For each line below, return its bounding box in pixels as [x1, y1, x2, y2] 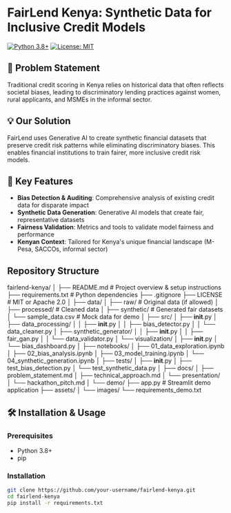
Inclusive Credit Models [7, 19, 146, 35]
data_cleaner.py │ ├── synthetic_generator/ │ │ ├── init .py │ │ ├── [7, 328, 203, 336]
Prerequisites [7, 431, 53, 441]
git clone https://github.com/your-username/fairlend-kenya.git [7, 487, 196, 494]
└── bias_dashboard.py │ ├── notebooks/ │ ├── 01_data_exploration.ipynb [7, 342, 225, 350]
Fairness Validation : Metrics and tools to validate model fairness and [17, 223, 214, 232]
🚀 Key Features [7, 175, 74, 187]
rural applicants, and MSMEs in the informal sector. [7, 95, 152, 103]
